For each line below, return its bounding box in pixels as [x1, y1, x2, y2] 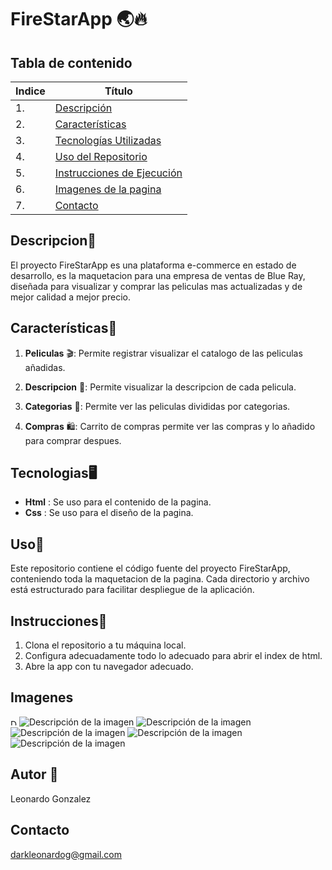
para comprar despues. [24, 434, 122, 446]
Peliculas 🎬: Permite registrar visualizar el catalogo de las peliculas [24, 347, 303, 359]
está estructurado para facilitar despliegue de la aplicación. [10, 584, 255, 596]
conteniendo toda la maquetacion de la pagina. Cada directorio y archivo [10, 573, 310, 585]
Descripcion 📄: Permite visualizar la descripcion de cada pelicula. [24, 381, 297, 393]
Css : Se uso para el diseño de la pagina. [24, 507, 194, 519]
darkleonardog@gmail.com [10, 848, 122, 860]
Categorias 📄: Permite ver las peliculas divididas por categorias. [24, 400, 291, 412]
